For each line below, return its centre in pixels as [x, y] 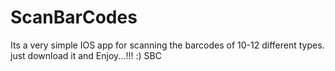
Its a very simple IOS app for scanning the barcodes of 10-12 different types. [167, 45]
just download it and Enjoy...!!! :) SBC [86, 55]
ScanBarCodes [74, 17]
